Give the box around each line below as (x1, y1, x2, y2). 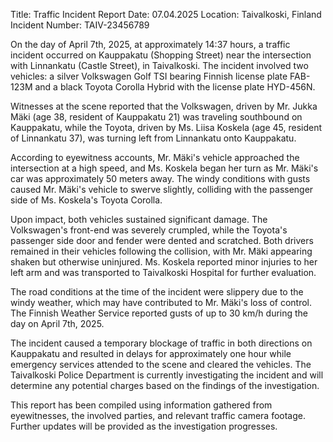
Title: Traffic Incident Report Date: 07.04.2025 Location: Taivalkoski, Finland (10, 9, 322, 20)
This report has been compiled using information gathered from (10, 399, 273, 411)
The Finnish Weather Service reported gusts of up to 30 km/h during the (10, 307, 309, 319)
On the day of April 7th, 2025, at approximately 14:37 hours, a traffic (10, 39, 291, 50)
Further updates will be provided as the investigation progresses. (10, 420, 278, 432)
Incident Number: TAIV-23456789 (10, 19, 150, 31)
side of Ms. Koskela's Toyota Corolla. (10, 194, 163, 206)
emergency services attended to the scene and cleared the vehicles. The (10, 359, 312, 370)
